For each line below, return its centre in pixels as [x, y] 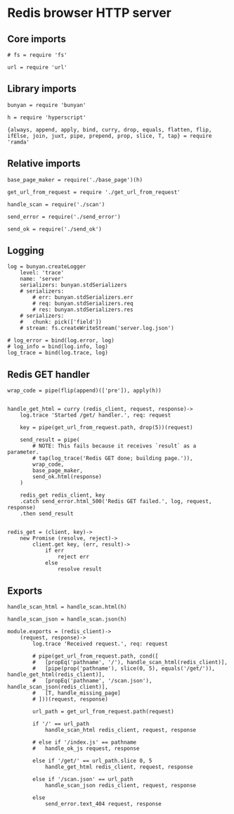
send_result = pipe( [50, 440]
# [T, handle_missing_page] [77, 693]
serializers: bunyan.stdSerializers [74, 285]
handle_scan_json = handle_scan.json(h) [67, 619]
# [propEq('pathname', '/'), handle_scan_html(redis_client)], [130, 663]
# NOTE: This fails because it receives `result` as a [115, 446]
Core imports [37, 39]
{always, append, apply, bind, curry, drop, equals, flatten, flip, [110, 129]
